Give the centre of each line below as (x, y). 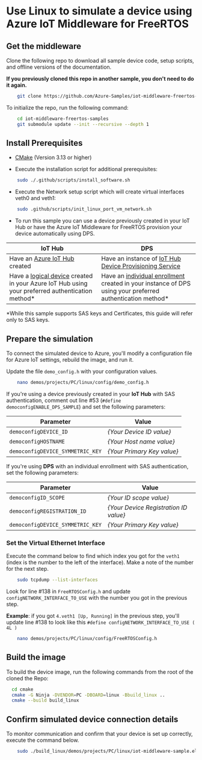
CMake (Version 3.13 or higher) (53, 157)
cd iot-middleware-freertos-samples (63, 119)
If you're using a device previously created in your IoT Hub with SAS (91, 394)
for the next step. (28, 569)
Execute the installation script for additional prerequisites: (86, 169)
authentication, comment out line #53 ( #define (64, 400)
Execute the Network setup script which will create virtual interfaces (99, 192)
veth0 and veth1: (35, 198)
